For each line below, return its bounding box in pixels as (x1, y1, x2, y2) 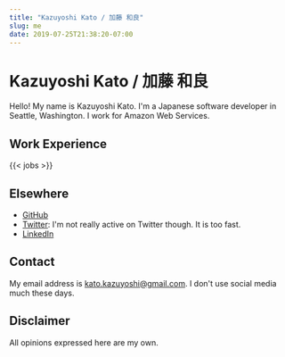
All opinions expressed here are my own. (9, 336, 159, 348)
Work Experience (9, 136, 108, 152)
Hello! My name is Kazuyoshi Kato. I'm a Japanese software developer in (9, 101, 277, 112)
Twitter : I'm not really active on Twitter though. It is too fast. (21, 219, 241, 229)
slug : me (9, 21, 42, 30)
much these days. (9, 287, 75, 298)
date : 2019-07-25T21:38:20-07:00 (9, 29, 134, 38)
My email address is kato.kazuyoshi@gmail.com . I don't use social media (9, 278, 277, 288)
